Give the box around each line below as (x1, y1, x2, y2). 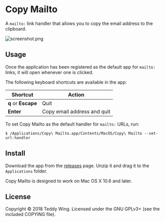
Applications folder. (5, 168, 47, 174)
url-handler (5, 135, 31, 140)
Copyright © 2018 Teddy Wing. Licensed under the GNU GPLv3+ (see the (5, 206, 160, 212)
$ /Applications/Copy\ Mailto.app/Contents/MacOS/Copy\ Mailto (5, 131, 143, 136)
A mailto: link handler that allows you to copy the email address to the (5, 20, 153, 26)
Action (68, 91, 85, 98)
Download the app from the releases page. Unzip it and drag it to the (5, 163, 149, 169)
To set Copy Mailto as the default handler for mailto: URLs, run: (5, 121, 140, 127)
